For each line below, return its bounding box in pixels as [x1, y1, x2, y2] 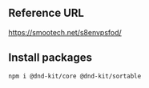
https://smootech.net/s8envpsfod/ [8, 27, 122, 37]
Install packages [8, 51, 92, 65]
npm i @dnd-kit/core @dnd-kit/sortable [8, 72, 142, 80]
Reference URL [8, 6, 84, 20]
